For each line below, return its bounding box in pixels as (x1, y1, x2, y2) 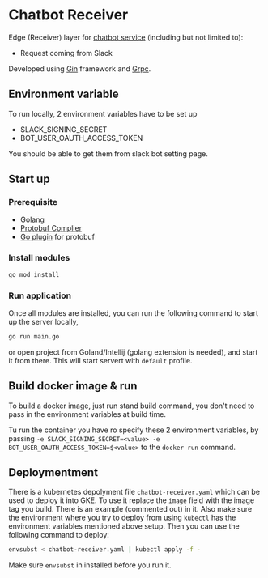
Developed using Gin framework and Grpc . (8, 63, 151, 74)
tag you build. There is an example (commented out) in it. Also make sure (8, 504, 253, 514)
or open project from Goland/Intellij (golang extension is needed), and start (8, 346, 258, 357)
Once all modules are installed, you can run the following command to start (8, 308, 259, 317)
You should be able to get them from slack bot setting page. (8, 148, 208, 159)
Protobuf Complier (19, 223, 83, 233)
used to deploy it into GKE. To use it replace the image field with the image (8, 495, 255, 505)
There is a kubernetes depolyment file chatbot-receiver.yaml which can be (8, 487, 261, 497)
